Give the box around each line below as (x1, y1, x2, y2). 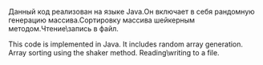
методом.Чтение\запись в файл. (8, 24, 119, 33)
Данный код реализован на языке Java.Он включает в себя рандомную (8, 7, 255, 16)
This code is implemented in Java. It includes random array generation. (8, 39, 243, 49)
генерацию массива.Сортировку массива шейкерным (8, 15, 195, 25)
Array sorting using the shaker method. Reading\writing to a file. (8, 48, 220, 57)
